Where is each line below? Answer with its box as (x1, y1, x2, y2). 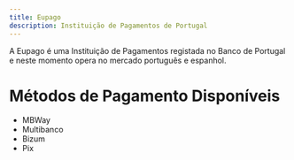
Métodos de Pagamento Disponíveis (9, 86, 281, 106)
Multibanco (21, 125, 64, 135)
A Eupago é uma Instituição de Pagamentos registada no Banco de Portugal (9, 45, 286, 56)
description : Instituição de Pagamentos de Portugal (9, 21, 208, 30)
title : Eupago (9, 12, 62, 22)
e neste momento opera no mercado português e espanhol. (9, 55, 228, 65)
